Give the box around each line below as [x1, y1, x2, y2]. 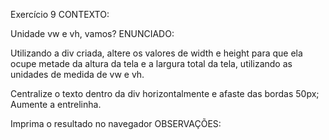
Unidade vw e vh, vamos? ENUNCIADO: [10, 28, 175, 39]
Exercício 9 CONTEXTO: [10, 9, 110, 20]
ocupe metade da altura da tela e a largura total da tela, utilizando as [10, 58, 293, 69]
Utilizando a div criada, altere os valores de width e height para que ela [10, 47, 303, 59]
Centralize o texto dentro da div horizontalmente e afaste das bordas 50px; [10, 88, 320, 99]
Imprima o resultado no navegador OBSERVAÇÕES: [10, 118, 222, 129]
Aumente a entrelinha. [10, 99, 102, 110]
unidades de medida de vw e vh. [10, 69, 145, 80]
